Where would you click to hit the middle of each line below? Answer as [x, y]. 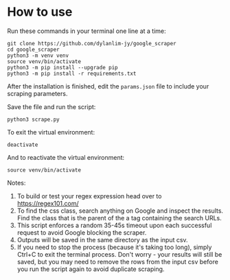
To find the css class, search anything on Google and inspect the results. [120, 211]
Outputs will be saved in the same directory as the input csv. [102, 240]
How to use [40, 12]
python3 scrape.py [33, 119]
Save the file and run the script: [51, 106]
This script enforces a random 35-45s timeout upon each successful [114, 225]
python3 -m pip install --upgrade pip [62, 67]
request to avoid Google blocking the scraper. [82, 232]
